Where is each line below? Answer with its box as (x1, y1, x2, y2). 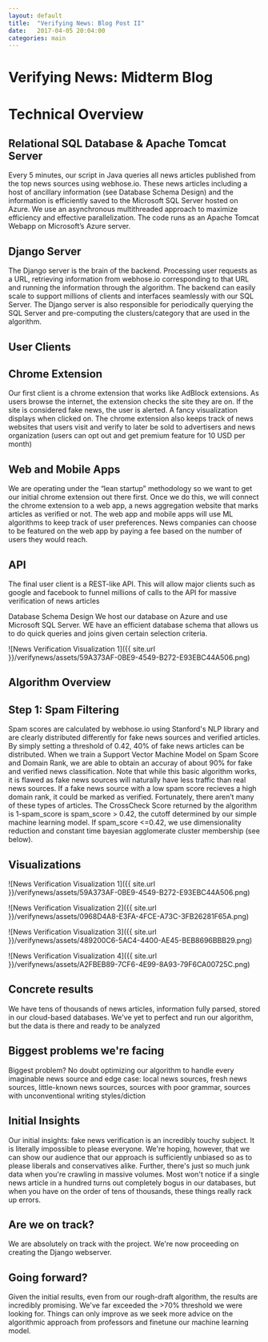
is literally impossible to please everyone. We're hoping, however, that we (8, 1144, 250, 1153)
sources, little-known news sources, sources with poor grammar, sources (8, 1082, 250, 1092)
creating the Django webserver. (8, 1248, 112, 1257)
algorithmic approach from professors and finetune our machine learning (8, 1317, 250, 1328)
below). (8, 835, 34, 845)
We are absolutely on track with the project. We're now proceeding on (8, 1239, 239, 1248)
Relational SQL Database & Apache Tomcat (8, 137, 226, 150)
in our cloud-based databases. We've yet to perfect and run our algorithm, (8, 1012, 254, 1022)
